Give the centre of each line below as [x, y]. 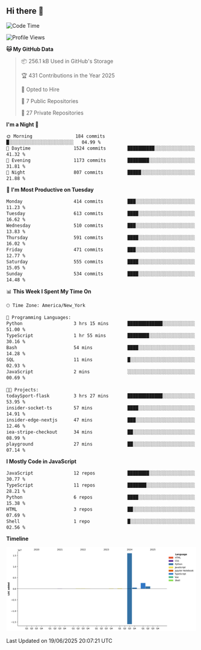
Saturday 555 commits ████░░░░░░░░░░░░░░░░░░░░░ [101, 262]
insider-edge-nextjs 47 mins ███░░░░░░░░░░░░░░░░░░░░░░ [101, 420]
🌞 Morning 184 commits [56, 136]
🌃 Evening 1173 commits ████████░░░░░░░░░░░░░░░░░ [101, 160]
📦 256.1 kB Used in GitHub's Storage [67, 61]
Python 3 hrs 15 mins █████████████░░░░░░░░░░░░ [101, 323]
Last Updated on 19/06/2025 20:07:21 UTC [59, 641]
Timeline [17, 538]
